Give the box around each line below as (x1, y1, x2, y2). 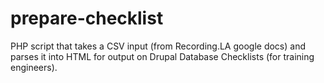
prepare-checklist (10, 7, 164, 30)
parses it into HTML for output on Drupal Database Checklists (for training (10, 50, 315, 62)
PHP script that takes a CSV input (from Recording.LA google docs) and (10, 40, 306, 52)
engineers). (10, 61, 58, 73)
